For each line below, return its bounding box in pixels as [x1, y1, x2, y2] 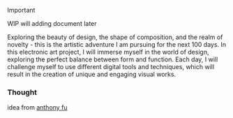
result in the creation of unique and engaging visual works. [7, 70, 176, 78]
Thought [7, 87, 37, 97]
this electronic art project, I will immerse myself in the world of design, [7, 48, 209, 56]
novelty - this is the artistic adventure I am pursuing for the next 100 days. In [7, 40, 227, 48]
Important [7, 6, 36, 14]
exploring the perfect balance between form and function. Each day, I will [7, 55, 218, 64]
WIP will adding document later [7, 20, 97, 27]
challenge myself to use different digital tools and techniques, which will [7, 63, 215, 71]
